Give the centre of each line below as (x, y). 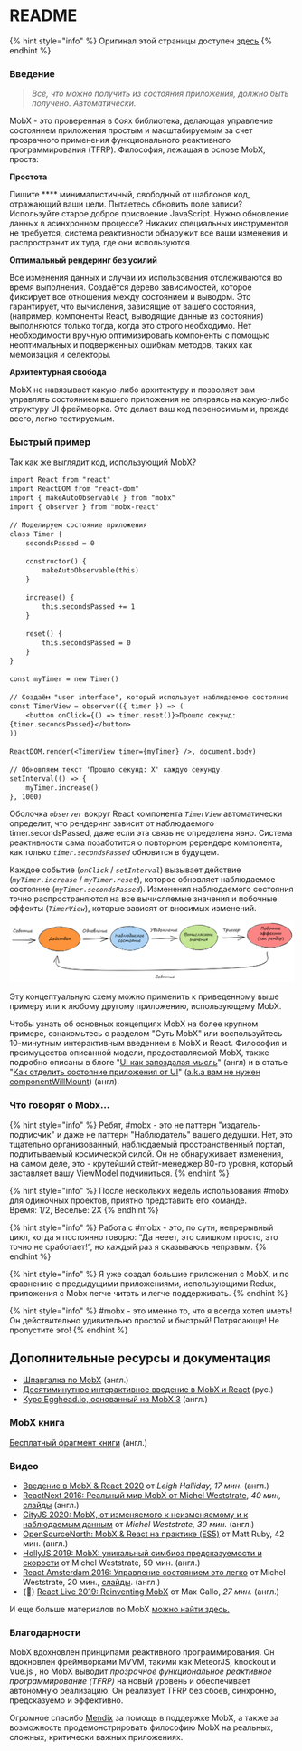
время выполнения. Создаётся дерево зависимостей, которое (131, 287)
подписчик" (33, 1134)
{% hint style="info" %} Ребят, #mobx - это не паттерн (113, 1125)
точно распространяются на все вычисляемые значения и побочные (143, 899)
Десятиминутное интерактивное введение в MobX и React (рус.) (148, 1390)
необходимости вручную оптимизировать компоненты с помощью (140, 335)
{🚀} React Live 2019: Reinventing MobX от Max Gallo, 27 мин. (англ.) (151, 1592)
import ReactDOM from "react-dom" (75, 489)
